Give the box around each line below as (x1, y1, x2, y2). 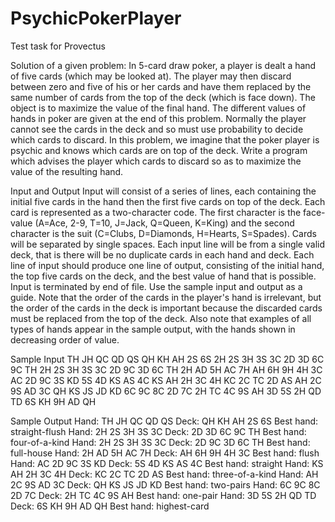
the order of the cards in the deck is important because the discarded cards (10, 302, 323, 314)
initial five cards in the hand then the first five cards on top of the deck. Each (10, 195, 326, 207)
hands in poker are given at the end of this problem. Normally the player (10, 112, 307, 124)
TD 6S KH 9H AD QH (10, 395, 97, 407)
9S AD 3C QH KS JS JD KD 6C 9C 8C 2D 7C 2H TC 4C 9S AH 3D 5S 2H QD (10, 385, 322, 397)
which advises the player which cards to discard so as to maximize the (10, 155, 302, 167)
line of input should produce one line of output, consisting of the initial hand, (10, 259, 325, 271)
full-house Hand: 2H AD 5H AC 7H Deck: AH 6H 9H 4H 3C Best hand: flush (10, 447, 320, 459)
